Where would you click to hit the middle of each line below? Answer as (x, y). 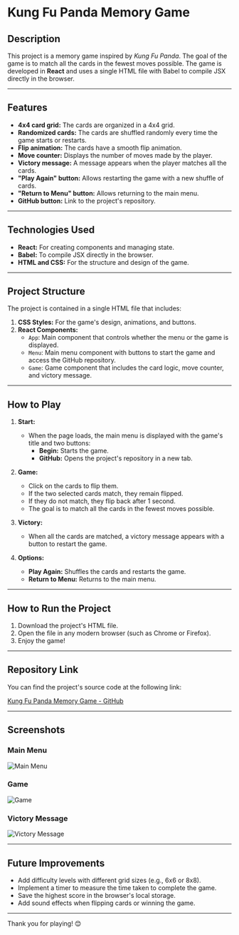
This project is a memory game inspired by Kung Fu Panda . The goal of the (117, 56)
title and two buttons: (59, 443)
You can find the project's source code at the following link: (95, 687)
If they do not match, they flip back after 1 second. (102, 501)
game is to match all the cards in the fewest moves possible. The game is (115, 64)
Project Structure (46, 292)
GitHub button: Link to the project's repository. (87, 201)
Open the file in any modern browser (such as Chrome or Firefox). (114, 633)
